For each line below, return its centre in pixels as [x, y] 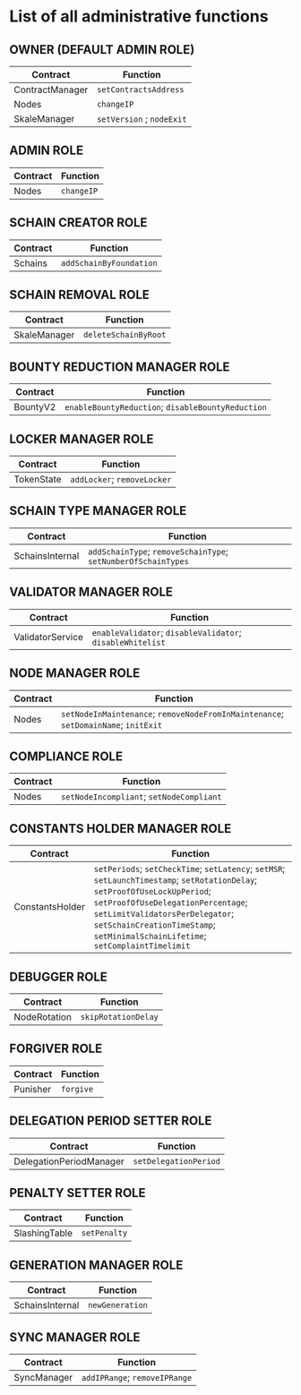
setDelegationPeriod [177, 1161]
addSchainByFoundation [110, 263]
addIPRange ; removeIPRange [137, 1378]
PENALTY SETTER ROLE [77, 1193]
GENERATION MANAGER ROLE [96, 1265]
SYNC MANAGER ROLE [75, 1337]
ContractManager [51, 90]
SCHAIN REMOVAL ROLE [80, 295]
